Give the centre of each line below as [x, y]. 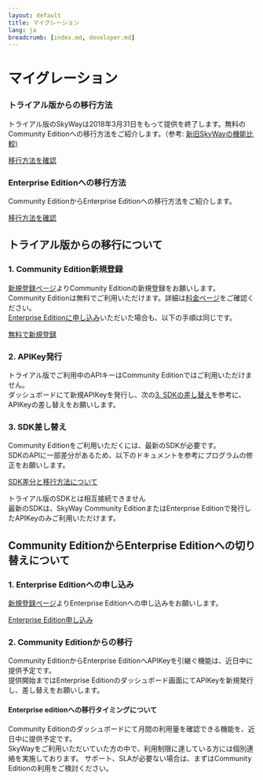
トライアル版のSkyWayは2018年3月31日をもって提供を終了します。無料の [127, 123]
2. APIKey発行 [35, 356]
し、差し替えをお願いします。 [56, 690]
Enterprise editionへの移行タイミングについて [82, 709]
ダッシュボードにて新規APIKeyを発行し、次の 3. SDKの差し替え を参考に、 [127, 395]
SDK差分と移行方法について [53, 482]
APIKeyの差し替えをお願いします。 [64, 405]
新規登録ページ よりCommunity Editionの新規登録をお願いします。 [114, 288]
